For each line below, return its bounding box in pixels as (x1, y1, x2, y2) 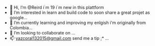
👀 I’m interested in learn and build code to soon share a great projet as (9, 10, 150, 15)
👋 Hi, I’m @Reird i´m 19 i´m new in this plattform (9, 5, 104, 10)
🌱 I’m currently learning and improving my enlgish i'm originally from (9, 20, 146, 25)
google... (9, 15, 28, 20)
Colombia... (9, 25, 33, 31)
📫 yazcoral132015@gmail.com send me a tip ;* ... (9, 35, 109, 41)
